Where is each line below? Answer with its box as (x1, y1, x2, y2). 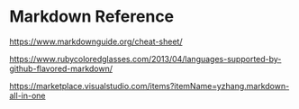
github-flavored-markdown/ (9, 63, 113, 74)
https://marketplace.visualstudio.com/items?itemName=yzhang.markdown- (9, 80, 290, 91)
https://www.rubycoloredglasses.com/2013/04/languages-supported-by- (9, 53, 282, 64)
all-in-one (9, 90, 47, 101)
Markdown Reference (9, 6, 175, 27)
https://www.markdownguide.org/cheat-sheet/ (9, 36, 183, 47)
